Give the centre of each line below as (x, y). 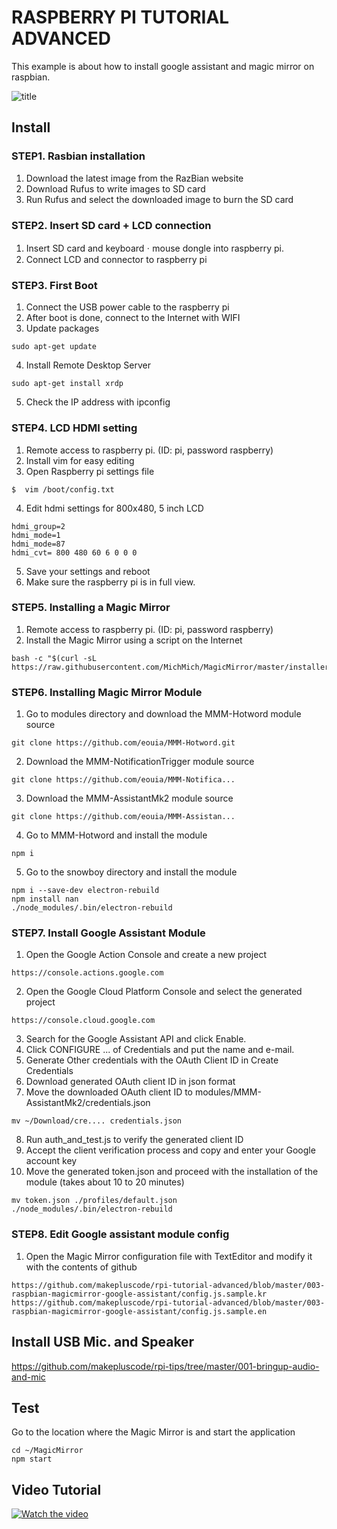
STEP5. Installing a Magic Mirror (91, 608)
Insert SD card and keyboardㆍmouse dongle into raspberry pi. (155, 248)
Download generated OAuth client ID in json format (130, 1082)
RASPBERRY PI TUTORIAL (120, 17)
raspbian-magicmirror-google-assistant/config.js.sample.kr (139, 1294)
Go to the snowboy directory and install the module (131, 872)
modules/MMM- (228, 1092)
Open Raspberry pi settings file (90, 471)
